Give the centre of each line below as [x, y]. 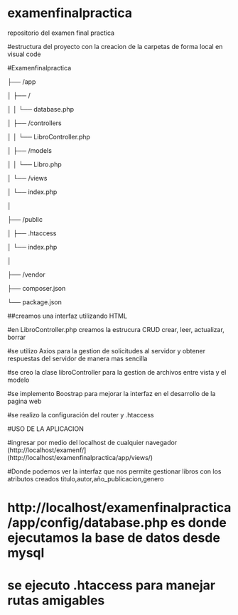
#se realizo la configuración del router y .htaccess [81, 415]
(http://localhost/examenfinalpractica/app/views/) [80, 457]
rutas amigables [56, 600]
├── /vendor [27, 274]
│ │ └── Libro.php [34, 164]
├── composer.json [37, 288]
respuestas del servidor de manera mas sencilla [77, 358]
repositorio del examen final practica [61, 33]
